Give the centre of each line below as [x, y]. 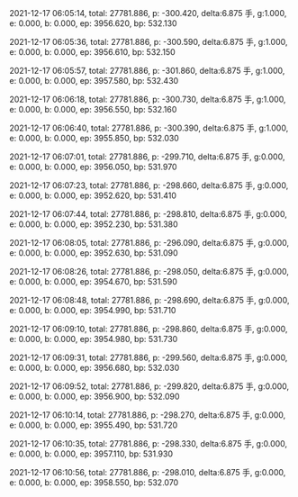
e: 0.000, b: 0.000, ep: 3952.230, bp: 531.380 [94, 224]
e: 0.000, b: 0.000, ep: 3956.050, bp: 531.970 [93, 167]
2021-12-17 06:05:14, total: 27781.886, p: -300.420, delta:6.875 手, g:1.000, [148, 13]
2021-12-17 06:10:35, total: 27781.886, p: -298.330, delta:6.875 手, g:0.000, [149, 443]
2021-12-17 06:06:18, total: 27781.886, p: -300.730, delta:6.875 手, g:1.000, [148, 99]
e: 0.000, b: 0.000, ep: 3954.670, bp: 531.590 [94, 281]
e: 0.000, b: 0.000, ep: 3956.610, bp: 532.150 [92, 52]
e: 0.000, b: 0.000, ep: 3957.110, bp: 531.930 [91, 454]
